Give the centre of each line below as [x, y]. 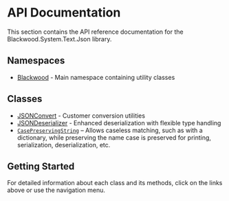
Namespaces [36, 61]
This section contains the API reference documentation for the [95, 32]
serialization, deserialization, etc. [64, 145]
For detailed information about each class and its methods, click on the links [115, 183]
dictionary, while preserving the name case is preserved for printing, [114, 137]
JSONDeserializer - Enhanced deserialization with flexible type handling [119, 123]
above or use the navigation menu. [56, 190]
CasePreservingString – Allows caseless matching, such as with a [110, 130]
